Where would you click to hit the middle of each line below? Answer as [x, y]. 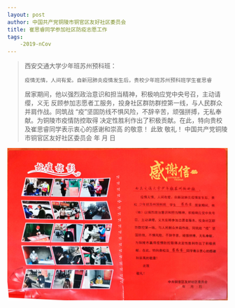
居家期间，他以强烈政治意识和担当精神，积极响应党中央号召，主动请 [122, 94]
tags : [15, 37]
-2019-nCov [36, 44]
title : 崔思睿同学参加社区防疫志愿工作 [57, 29]
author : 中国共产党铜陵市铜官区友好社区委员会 [67, 22]
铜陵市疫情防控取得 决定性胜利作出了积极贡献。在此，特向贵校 [133, 120]
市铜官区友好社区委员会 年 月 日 [70, 138]
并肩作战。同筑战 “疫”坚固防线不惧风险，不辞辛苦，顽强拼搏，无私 [120, 112]
